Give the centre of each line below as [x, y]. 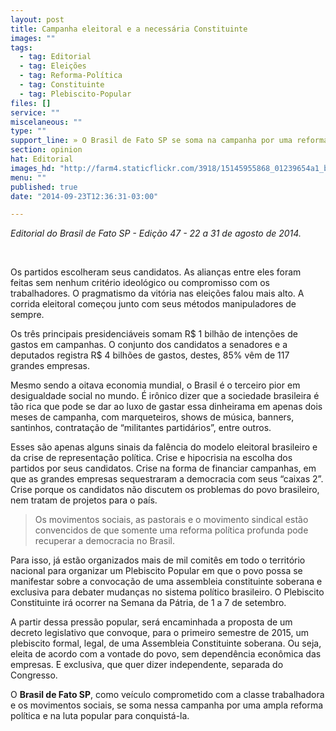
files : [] [31, 103]
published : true [44, 187]
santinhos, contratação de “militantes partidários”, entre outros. [141, 428]
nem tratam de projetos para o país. [84, 500]
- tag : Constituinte [62, 85]
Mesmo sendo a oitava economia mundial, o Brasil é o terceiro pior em [155, 385]
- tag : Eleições [53, 66]
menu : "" [28, 177]
